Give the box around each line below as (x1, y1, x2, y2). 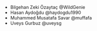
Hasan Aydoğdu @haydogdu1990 (10, 9, 81, 15)
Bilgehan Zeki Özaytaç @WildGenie (10, 4, 86, 10)
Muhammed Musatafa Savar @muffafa (10, 15, 92, 20)
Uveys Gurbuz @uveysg (10, 20, 62, 26)
